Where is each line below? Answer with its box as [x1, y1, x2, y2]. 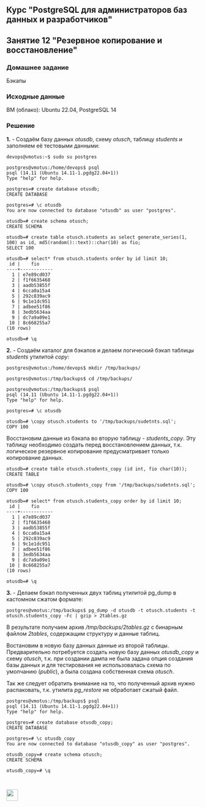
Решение [6, 122, 35, 130]
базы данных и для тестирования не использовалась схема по [6, 661, 171, 669]
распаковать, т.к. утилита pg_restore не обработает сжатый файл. [6, 686, 179, 693]
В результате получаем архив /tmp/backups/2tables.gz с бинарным [6, 623, 183, 631]
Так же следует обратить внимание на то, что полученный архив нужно [6, 679, 195, 687]
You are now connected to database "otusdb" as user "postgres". [6, 207, 176, 214]
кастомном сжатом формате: [6, 595, 84, 603]
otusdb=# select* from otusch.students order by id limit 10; [6, 255, 168, 262]
